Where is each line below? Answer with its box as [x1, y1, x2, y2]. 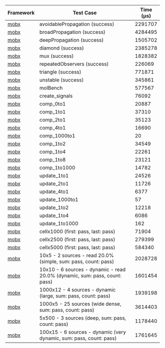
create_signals [39, 93, 73, 99]
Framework [7, 9, 35, 16]
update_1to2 [39, 204, 69, 211]
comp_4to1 [39, 125, 66, 131]
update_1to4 [39, 212, 69, 219]
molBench [39, 84, 63, 91]
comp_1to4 [39, 148, 66, 155]
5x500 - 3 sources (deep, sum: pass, [39, 315, 126, 321]
